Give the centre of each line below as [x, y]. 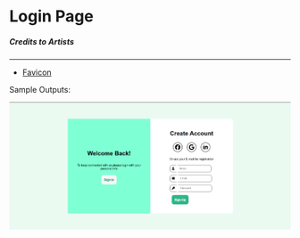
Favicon [37, 72]
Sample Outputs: [40, 90]
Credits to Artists [42, 41]
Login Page [51, 16]
